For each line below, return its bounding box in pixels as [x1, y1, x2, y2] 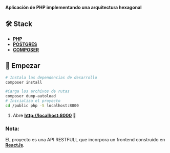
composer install [5, 80, 42, 85]
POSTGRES [12, 41, 37, 47]
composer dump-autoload [5, 94, 56, 99]
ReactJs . [5, 142, 25, 148]
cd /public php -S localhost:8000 [5, 103, 79, 108]
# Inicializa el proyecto [5, 98, 60, 104]
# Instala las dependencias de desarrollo [5, 75, 97, 80]
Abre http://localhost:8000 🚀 [12, 112, 76, 118]
